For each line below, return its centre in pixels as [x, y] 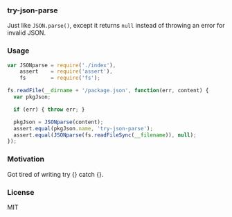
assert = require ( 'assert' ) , [66, 71]
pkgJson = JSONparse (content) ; [59, 122]
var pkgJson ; [32, 97]
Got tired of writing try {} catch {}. [55, 174]
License [21, 192]
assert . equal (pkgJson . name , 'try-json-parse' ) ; [83, 128]
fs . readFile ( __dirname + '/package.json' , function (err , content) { [108, 91]
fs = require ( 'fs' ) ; [60, 78]
